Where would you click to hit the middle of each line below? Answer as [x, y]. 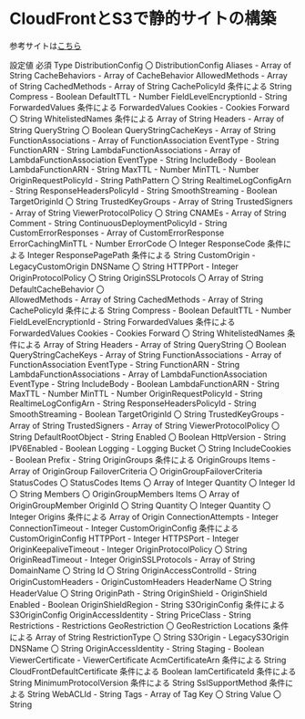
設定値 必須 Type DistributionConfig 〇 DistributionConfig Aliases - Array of [151, 65]
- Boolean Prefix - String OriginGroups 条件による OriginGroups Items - [142, 459]
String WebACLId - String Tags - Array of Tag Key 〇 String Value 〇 [154, 693]
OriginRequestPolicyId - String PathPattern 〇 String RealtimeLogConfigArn [150, 180]
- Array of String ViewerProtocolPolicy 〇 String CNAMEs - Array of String [148, 213]
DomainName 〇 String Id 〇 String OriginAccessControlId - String [133, 570]
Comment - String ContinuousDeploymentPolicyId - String [118, 223]
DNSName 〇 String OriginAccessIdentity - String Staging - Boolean [137, 648]
